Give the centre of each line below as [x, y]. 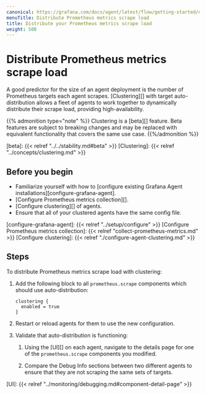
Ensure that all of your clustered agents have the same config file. [98, 213]
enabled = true [40, 307]
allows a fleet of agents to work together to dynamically [107, 102]
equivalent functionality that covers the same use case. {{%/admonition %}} [103, 134]
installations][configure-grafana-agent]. [66, 193]
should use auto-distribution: [52, 290]
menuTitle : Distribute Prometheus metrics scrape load [78, 18]
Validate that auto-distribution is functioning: [71, 335]
